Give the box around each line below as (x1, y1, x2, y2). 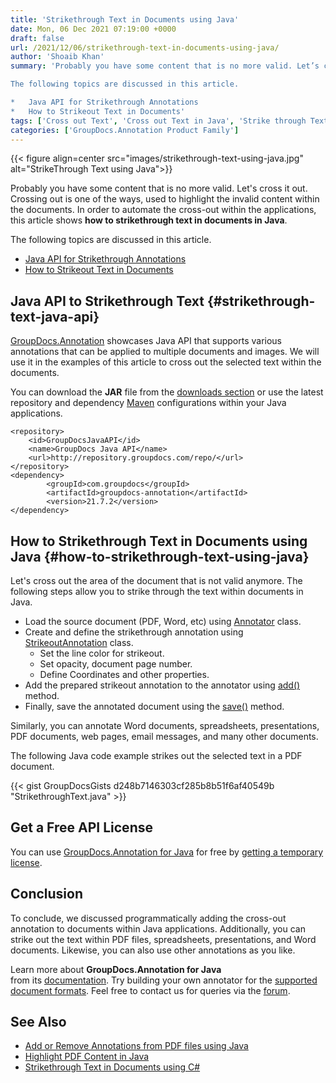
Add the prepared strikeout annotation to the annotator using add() (24, 679, 301, 691)
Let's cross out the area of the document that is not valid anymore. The (10, 575, 303, 586)
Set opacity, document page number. (39, 658, 193, 670)
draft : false (10, 33, 65, 43)
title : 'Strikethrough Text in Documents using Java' (10, 14, 240, 25)
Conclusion (10, 886, 84, 903)
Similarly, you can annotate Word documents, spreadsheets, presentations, (10, 720, 320, 731)
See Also (10, 1014, 67, 1031)
